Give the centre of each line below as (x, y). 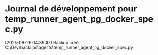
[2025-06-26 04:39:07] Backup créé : (43, 42)
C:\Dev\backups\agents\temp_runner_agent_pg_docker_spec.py (69, 47)
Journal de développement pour (71, 9)
